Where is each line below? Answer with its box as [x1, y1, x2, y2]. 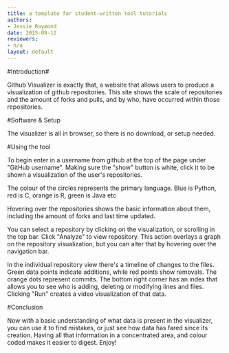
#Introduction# [7, 67, 50, 76]
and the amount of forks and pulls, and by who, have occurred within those [7, 95, 220, 103]
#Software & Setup [7, 116, 61, 124]
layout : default [7, 49, 54, 56]
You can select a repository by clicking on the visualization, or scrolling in [7, 225, 215, 233]
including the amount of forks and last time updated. [7, 211, 156, 220]
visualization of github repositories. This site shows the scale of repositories [7, 87, 223, 96]
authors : [7, 17, 32, 23]
